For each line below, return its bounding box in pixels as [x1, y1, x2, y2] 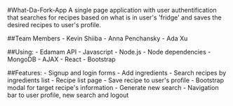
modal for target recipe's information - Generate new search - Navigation [7, 84, 219, 91]
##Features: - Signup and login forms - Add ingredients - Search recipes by [7, 69, 227, 77]
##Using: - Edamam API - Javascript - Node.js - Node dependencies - [7, 48, 211, 56]
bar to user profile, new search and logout [7, 91, 129, 99]
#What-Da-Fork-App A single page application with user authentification [7, 6, 217, 14]
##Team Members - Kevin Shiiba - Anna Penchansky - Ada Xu [7, 34, 188, 43]
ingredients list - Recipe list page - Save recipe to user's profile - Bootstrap [7, 76, 225, 84]
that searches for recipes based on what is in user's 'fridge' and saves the [7, 13, 222, 22]
